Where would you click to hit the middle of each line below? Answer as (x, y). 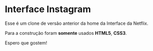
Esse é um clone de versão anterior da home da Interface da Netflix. (77, 23)
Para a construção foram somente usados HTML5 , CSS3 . (66, 33)
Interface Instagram (48, 9)
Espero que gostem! (26, 43)
